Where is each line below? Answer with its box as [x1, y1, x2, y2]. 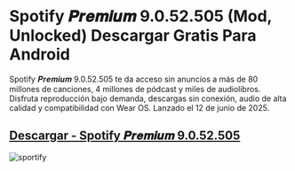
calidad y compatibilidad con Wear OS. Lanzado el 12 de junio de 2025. [9, 102, 270, 113]
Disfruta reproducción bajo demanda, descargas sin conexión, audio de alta [9, 93, 287, 104]
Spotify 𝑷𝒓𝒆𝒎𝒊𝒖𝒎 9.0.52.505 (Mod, [9, 6, 273, 27]
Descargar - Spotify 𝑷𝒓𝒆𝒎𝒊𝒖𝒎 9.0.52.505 [9, 128, 241, 144]
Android [9, 44, 71, 65]
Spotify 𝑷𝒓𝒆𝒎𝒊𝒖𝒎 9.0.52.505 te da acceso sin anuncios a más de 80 [9, 74, 259, 84]
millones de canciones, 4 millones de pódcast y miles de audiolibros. [9, 83, 261, 94]
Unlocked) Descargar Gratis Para [9, 26, 257, 46]
